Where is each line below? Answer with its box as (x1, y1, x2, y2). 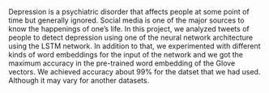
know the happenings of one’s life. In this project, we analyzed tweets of (8, 24, 250, 33)
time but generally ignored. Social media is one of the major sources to (8, 15, 245, 25)
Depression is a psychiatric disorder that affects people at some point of (8, 7, 250, 16)
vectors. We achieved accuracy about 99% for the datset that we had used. (8, 67, 261, 76)
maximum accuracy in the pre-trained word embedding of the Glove (8, 58, 236, 68)
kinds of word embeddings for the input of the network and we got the (8, 50, 244, 59)
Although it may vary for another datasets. (8, 76, 150, 85)
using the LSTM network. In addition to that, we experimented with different (8, 41, 261, 51)
